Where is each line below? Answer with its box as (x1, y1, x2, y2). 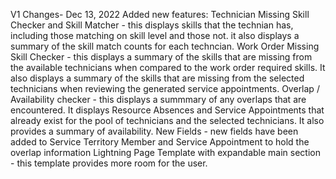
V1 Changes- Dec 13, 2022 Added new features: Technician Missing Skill (10, 9, 310, 20)
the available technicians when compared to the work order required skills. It (10, 62, 326, 73)
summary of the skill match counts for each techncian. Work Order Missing (10, 40, 320, 52)
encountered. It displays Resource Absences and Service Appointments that (10, 104, 325, 116)
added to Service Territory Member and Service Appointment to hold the (10, 136, 310, 148)
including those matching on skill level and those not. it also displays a (10, 30, 300, 41)
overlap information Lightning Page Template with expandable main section (10, 147, 321, 158)
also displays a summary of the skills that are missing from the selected (10, 72, 305, 84)
